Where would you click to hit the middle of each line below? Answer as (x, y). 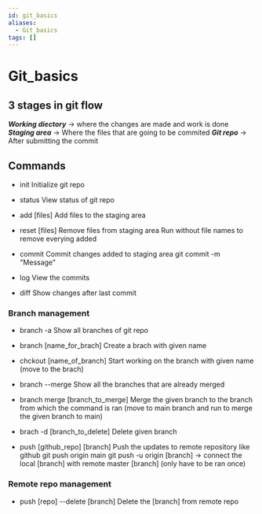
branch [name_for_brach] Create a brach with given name (113, 346)
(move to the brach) (51, 369)
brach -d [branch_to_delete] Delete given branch (98, 432)
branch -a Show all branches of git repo (84, 331)
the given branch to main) (61, 416)
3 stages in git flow (56, 105)
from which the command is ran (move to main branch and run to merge (136, 408)
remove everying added (58, 239)
